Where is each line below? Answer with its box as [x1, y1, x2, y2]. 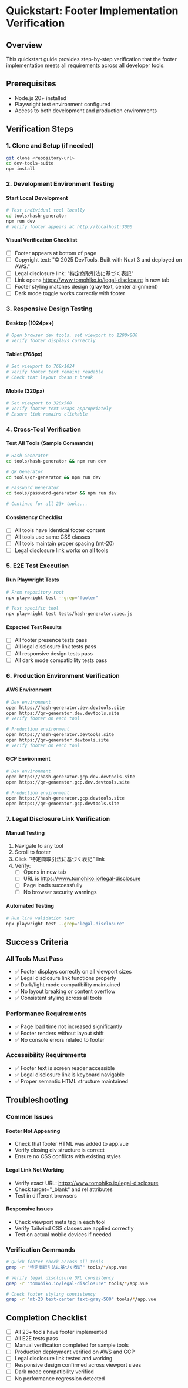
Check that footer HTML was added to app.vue [14, 1140, 129, 1148]
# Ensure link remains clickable [6, 411, 88, 417]
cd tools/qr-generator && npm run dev [6, 474, 101, 480]
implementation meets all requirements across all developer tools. [6, 62, 166, 69]
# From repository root [6, 589, 65, 595]
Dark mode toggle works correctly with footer [14, 290, 125, 297]
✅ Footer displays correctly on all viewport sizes [14, 968, 132, 975]
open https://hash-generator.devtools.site [6, 732, 115, 738]
